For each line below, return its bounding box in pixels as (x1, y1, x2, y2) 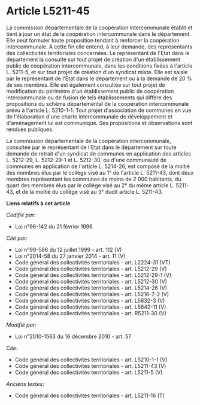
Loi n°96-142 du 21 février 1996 (14, 223, 93, 230)
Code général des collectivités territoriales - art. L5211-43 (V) (14, 362, 166, 369)
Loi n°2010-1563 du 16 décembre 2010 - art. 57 (14, 333, 132, 340)
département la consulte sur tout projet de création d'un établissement (6, 56, 181, 63)
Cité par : (6, 235, 28, 242)
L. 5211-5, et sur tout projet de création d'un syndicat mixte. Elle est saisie (6, 68, 188, 75)
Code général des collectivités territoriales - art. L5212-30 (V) (14, 278, 168, 285)
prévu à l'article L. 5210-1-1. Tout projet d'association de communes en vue (6, 106, 192, 114)
